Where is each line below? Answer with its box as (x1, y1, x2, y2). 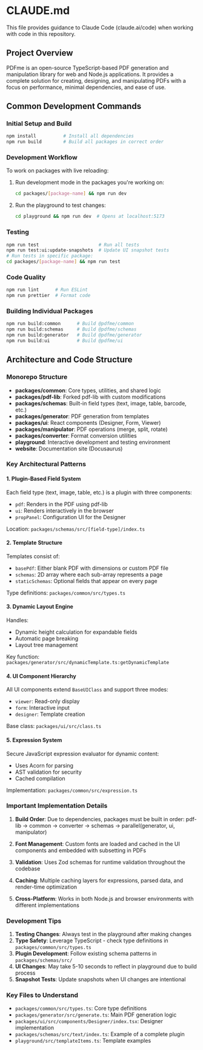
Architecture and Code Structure (6, 354, 133, 365)
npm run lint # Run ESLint (6, 287, 88, 293)
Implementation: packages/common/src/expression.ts (6, 786, 138, 794)
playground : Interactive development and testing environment (15, 438, 171, 446)
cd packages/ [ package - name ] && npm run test (6, 259, 121, 265)
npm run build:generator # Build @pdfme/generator (6, 332, 142, 338)
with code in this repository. (6, 30, 76, 37)
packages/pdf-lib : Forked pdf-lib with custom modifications (15, 393, 166, 401)
